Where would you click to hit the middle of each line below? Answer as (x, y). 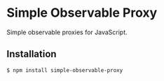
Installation (32, 54)
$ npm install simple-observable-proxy (65, 70)
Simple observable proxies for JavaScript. (67, 32)
